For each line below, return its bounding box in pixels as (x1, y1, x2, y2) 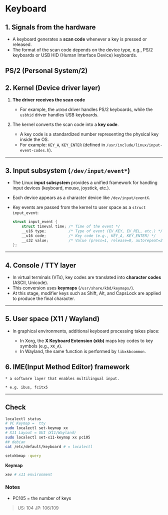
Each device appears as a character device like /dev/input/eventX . (12, 194, 150, 200)
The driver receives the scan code (12, 97, 85, 103)
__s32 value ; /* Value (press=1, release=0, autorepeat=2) (21, 238, 165, 243)
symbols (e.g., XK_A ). (19, 343, 62, 349)
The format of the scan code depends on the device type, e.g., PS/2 (12, 47, 153, 52)
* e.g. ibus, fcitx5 (5, 384, 48, 390)
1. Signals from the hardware (5, 23, 96, 31)
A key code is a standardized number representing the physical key (19, 131, 159, 137)
